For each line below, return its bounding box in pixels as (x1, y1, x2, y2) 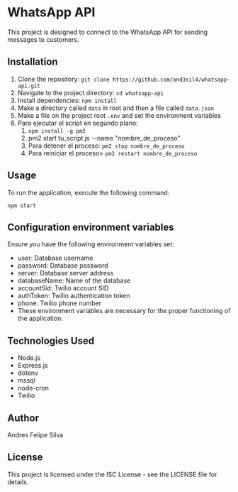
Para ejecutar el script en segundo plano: (17, 119, 138, 127)
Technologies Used (7, 334, 94, 346)
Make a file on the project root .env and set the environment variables (17, 111, 222, 119)
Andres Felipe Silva (7, 431, 64, 439)
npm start (7, 202, 37, 209)
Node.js (17, 354, 41, 362)
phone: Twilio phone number (17, 299, 102, 307)
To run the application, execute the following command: (7, 188, 170, 197)
